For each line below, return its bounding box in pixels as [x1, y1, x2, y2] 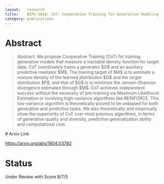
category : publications [5, 16, 54, 21]
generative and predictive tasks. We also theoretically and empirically [17, 106, 158, 112]
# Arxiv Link [5, 131, 29, 137]
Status [5, 158, 33, 169]
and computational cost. [17, 121, 66, 128]
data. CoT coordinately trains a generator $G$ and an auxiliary [17, 64, 143, 70]
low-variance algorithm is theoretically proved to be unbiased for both [17, 101, 159, 106]
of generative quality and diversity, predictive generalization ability [17, 116, 152, 122]
